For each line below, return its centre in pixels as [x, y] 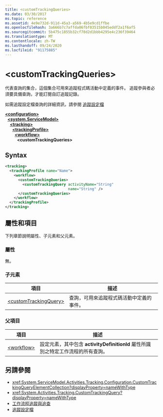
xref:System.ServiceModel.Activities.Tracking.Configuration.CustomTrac [84, 382]
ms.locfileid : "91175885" [31, 50]
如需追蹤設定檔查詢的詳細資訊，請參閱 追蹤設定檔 [55, 104]
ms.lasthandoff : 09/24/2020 [33, 46]
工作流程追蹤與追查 [31, 403]
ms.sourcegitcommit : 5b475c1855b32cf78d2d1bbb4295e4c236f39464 [70, 32]
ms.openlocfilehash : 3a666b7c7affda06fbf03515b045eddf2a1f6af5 [70, 28]
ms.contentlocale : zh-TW [30, 41]
